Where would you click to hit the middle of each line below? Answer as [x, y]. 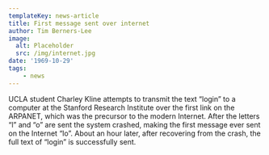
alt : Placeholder [45, 46]
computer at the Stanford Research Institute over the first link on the [122, 107]
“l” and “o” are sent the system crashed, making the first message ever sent [134, 124]
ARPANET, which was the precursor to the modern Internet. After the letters [134, 116]
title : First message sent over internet [79, 23]
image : [19, 38]
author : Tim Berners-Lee [50, 31]
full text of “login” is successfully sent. [72, 141]
